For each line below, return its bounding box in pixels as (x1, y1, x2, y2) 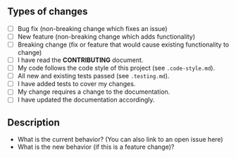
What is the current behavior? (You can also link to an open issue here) (17, 135, 223, 144)
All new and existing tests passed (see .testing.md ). (17, 72, 170, 80)
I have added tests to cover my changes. (17, 80, 136, 88)
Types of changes (7, 6, 88, 18)
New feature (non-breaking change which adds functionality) (17, 32, 196, 41)
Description (7, 116, 60, 128)
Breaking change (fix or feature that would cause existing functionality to (17, 40, 230, 49)
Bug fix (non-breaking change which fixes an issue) (17, 24, 168, 32)
